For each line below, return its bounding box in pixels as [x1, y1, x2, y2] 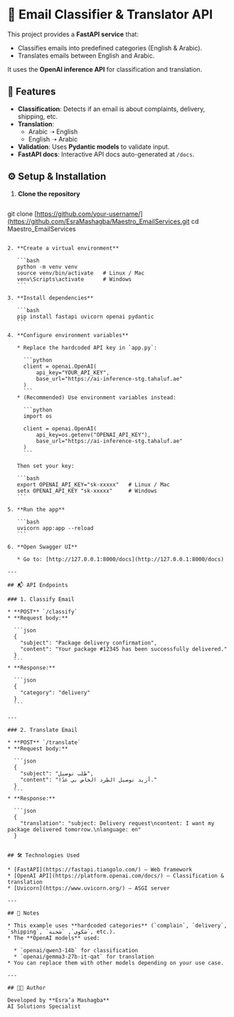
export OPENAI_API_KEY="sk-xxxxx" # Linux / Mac [16, 481, 171, 488]
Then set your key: [16, 462, 75, 469]
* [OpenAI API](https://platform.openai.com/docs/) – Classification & [7, 872, 224, 879]
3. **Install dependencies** [7, 294, 94, 302]
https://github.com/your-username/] [36, 209, 144, 218]
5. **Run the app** [7, 506, 65, 513]
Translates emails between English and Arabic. [17, 51, 155, 60]
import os [23, 412, 53, 420]
